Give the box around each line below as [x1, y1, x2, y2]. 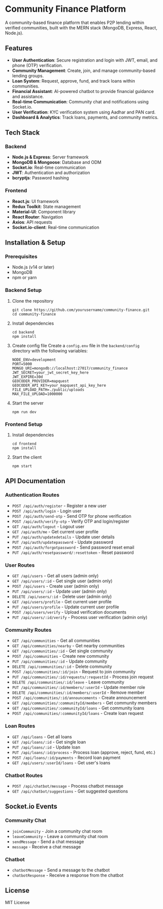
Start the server [12, 400, 44, 406]
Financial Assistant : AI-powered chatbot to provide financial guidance [12, 88, 154, 94]
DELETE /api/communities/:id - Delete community [12, 664, 112, 669]
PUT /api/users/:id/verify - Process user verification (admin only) [12, 615, 147, 620]
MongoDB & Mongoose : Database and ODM [12, 159, 102, 165]
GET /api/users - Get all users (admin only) [12, 573, 99, 578]
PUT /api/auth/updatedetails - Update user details [12, 534, 115, 540]
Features [5, 44, 33, 52]
